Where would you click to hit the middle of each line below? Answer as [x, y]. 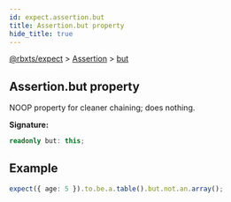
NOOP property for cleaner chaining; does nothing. [102, 108]
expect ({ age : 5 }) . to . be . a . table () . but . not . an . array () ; [116, 189]
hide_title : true [41, 34]
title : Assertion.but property [67, 26]
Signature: [29, 125]
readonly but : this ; [47, 141]
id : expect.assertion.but [57, 17]
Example [34, 168]
